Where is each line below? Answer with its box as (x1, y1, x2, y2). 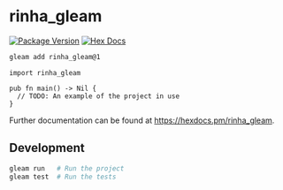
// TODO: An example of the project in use (17, 91, 180, 101)
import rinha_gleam (9, 68, 81, 77)
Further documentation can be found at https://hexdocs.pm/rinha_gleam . (9, 115, 275, 125)
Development (9, 141, 86, 156)
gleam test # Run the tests (9, 172, 117, 181)
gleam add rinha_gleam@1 (9, 52, 101, 61)
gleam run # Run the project (9, 163, 125, 173)
